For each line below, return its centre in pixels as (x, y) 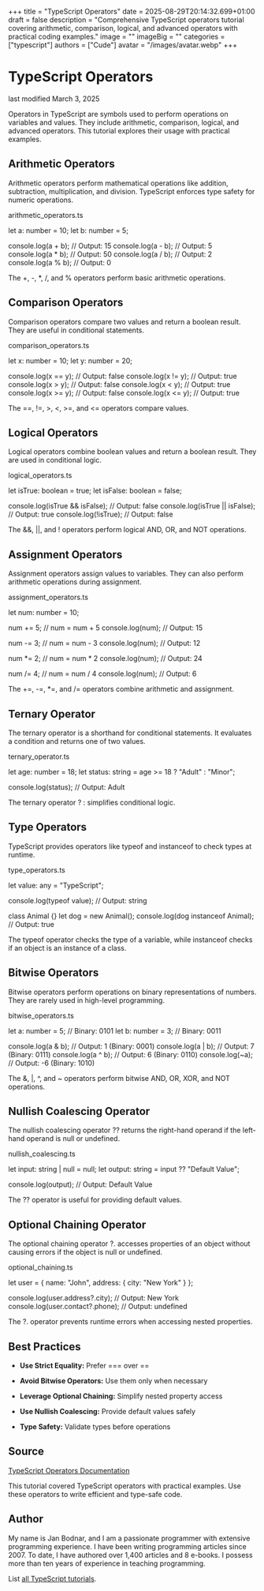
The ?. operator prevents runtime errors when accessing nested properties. (130, 1322)
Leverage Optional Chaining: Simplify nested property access (121, 1396)
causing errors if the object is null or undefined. (86, 1252)
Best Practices (45, 1347)
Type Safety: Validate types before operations (95, 1427)
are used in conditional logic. (55, 460)
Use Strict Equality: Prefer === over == (84, 1366)
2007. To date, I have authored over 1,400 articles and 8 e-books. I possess (131, 1555)
